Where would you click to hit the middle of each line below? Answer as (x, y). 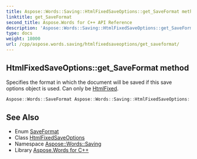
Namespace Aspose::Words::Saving (58, 144)
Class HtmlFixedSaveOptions (50, 138)
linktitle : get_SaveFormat (39, 17)
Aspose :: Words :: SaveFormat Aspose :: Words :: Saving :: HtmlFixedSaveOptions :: (99, 99)
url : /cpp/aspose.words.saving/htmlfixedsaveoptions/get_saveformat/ (93, 45)
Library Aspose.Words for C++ (52, 150)
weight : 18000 (23, 39)
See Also (23, 117)
